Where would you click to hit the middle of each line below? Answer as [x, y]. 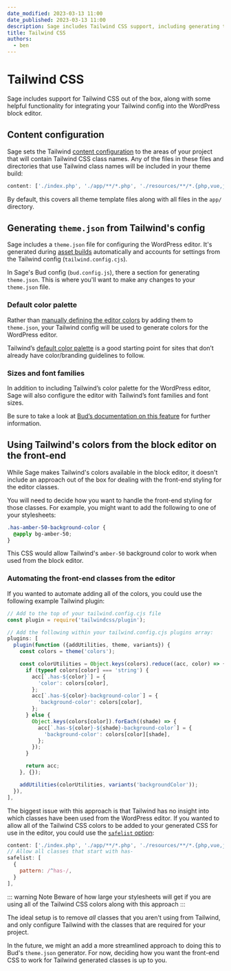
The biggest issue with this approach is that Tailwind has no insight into [108, 811]
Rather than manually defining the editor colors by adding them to [100, 320]
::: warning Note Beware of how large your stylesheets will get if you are [109, 897]
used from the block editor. [45, 561]
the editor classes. [33, 487]
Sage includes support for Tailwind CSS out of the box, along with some [109, 98]
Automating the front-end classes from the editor [91, 579]
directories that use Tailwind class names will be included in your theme [109, 166]
